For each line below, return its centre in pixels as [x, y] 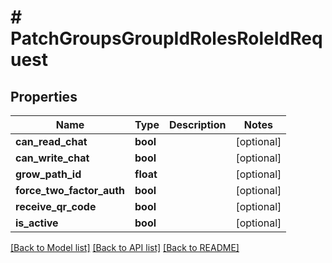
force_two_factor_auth [70, 190]
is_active [37, 223]
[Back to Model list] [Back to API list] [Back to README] [125, 247]
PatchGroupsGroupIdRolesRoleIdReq [166, 38]
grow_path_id [48, 174]
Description [197, 124]
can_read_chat [51, 141]
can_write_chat [52, 158]
